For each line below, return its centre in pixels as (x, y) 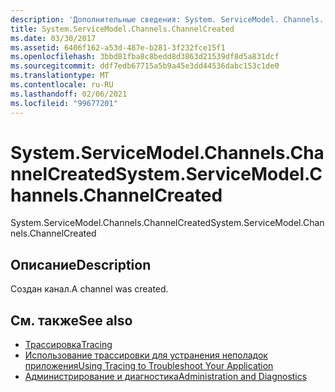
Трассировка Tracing (68, 345)
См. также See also (71, 320)
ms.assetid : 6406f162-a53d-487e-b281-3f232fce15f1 (118, 47)
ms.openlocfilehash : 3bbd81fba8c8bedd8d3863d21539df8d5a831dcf (145, 57)
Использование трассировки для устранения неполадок (146, 355)
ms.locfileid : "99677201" (64, 103)
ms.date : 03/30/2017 (53, 38)
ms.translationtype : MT (60, 76)
